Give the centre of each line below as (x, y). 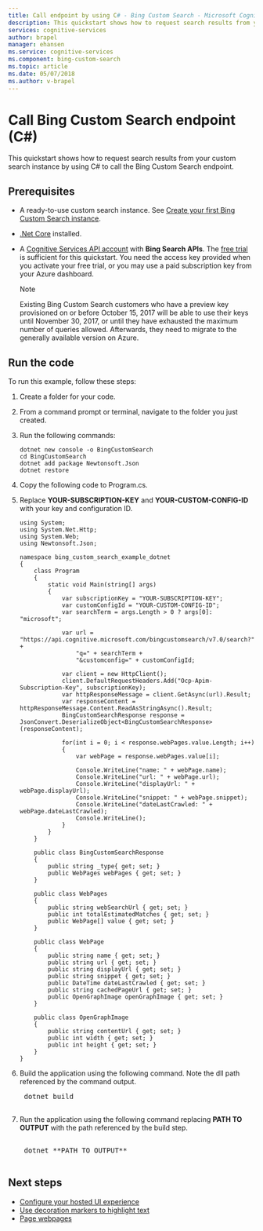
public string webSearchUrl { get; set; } (118, 908)
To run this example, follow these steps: (72, 382)
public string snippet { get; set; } (109, 977)
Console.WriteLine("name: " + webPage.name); (151, 770)
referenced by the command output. (78, 1082)
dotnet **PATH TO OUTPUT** (76, 1151)
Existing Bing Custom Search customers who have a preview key (124, 305)
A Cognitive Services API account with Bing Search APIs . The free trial (133, 249)
